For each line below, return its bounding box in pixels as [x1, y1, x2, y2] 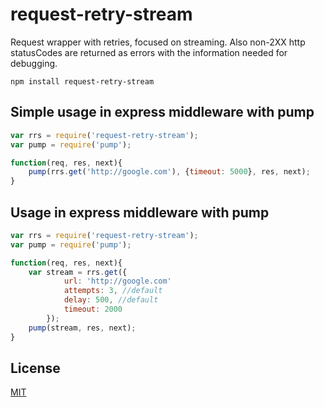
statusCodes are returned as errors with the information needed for [10, 46, 288, 58]
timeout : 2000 [63, 304, 123, 315]
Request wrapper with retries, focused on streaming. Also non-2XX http [10, 36, 306, 48]
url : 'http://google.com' [63, 276, 172, 287]
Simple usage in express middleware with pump [10, 104, 315, 121]
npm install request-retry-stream [10, 76, 155, 87]
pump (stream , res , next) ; [28, 323, 137, 333]
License [10, 359, 61, 377]
